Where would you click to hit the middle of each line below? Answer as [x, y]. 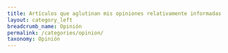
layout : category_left [40, 20]
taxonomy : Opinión [34, 39]
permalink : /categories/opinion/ [55, 33]
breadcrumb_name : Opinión [44, 26]
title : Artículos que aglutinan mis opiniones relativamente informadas [114, 13]
